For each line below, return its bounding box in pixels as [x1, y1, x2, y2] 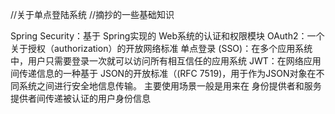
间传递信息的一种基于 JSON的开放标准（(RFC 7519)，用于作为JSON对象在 [10, 68, 317, 79]
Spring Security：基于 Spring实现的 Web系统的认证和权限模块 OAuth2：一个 [10, 30, 325, 42]
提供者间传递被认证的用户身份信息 [10, 93, 151, 104]
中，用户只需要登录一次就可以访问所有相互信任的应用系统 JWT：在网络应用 [10, 55, 322, 67]
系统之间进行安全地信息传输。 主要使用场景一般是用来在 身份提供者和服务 [18, 80, 322, 92]
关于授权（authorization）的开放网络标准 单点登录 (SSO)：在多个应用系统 [10, 43, 313, 54]
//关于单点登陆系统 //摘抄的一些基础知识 [10, 9, 175, 20]
